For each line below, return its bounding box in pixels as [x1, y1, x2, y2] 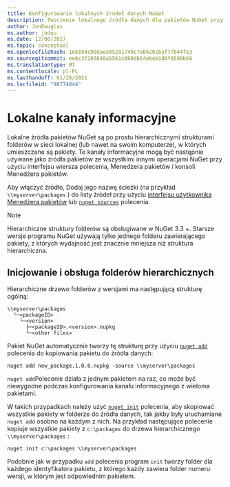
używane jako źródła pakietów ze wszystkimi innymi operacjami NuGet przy [7, 155, 222, 163]
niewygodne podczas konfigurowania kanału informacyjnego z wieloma [7, 382, 210, 390]
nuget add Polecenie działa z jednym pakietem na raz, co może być [7, 375, 196, 383]
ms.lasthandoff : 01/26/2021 [7, 74, 88, 81]
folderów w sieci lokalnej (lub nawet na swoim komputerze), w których [7, 141, 207, 149]
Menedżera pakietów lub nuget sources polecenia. [7, 198, 150, 206]
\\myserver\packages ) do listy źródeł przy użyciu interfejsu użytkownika [7, 190, 212, 199]
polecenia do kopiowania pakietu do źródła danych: [7, 349, 154, 357]
